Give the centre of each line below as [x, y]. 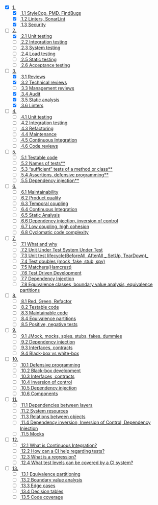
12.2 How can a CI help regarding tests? [63, 451]
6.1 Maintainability [40, 192]
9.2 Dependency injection [48, 341]
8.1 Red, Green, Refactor [46, 302]
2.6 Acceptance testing [46, 65]
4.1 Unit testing [36, 117]
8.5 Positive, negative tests [49, 325]
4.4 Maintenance [39, 134]
